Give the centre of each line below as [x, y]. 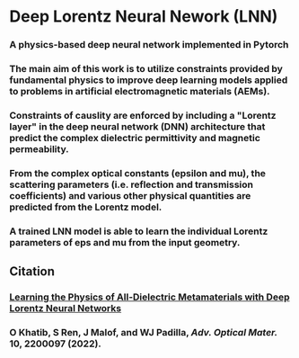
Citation [32, 272]
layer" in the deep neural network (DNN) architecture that [137, 126]
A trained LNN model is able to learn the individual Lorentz [139, 231]
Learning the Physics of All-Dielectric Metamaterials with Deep [149, 297]
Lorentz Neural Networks [66, 309]
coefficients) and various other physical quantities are [130, 195]
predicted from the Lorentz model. [86, 207]
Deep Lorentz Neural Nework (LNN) [144, 17]
